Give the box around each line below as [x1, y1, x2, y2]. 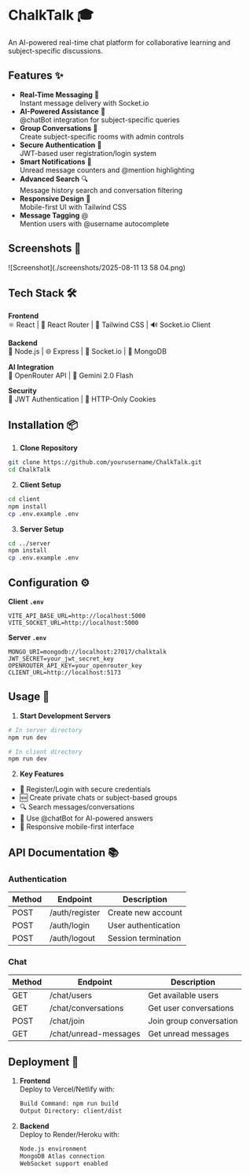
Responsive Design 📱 [19, 194, 91, 203]
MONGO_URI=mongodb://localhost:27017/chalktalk [8, 648, 167, 656]
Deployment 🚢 [8, 1055, 79, 1069]
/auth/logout [50, 933, 96, 943]
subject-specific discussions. [8, 46, 104, 55]
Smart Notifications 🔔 [19, 157, 92, 166]
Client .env [8, 597, 45, 606]
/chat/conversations [50, 1002, 124, 1013]
